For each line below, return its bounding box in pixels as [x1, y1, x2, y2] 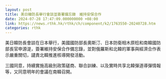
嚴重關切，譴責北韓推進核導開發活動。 [9, 52, 87, 58]
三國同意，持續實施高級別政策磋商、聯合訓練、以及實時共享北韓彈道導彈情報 [5, 63, 161, 69]
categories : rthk [5, 26, 41, 31]
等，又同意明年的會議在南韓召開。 [5, 69, 75, 75]
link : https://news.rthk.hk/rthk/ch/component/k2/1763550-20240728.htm [5, 21, 156, 26]
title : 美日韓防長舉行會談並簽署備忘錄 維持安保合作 [5, 12, 102, 17]
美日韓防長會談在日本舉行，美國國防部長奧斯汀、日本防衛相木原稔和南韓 [5, 40, 152, 46]
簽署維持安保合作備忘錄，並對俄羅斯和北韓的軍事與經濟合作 [35, 46, 157, 52]
